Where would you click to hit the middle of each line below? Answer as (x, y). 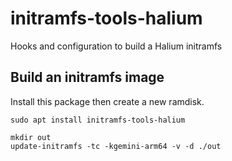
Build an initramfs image (87, 77)
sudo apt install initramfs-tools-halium (98, 120)
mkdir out (31, 137)
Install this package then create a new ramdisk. (107, 101)
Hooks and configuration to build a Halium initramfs (116, 46)
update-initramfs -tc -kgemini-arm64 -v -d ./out (116, 146)
